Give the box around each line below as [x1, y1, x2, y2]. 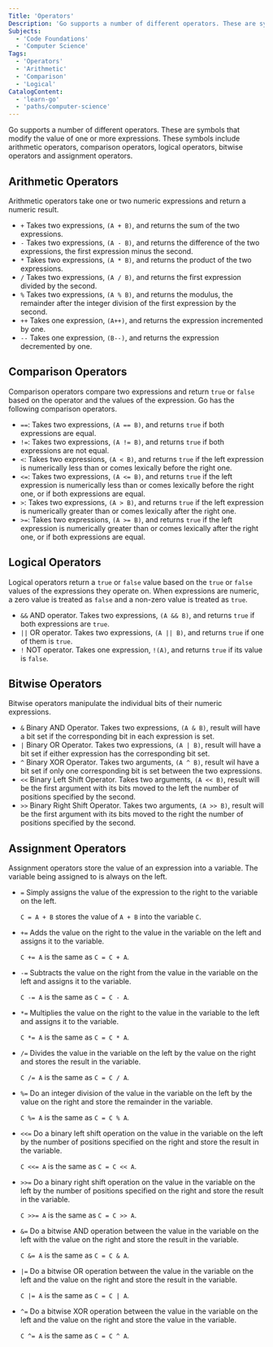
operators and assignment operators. [8, 151, 133, 161]
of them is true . [19, 636, 73, 646]
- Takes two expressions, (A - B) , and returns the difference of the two [19, 238, 260, 247]
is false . [19, 653, 49, 663]
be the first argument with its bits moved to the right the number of [19, 809, 244, 819]
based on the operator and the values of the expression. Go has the [8, 395, 235, 405]
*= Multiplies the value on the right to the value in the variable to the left [19, 1008, 260, 1018]
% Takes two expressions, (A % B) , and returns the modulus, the [19, 290, 233, 299]
